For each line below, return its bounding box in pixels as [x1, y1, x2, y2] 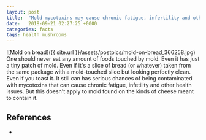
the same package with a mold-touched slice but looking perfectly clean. [6, 68, 191, 76]
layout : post [6, 9, 40, 15]
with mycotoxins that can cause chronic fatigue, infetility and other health [6, 81, 192, 89]
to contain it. [6, 95, 38, 102]
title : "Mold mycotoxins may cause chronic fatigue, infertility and [6, 15, 191, 21]
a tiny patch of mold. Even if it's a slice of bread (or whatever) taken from [6, 62, 191, 69]
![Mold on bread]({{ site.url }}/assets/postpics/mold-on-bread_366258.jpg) [6, 49, 196, 56]
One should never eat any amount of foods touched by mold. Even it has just [6, 55, 200, 63]
